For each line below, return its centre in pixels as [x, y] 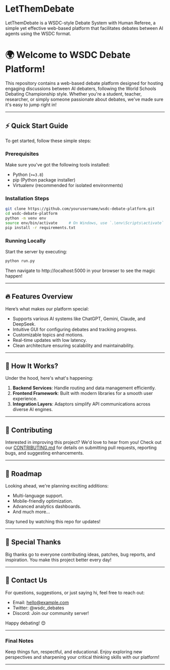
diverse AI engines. [33, 410]
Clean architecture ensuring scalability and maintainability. [74, 345]
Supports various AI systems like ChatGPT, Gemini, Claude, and [79, 319]
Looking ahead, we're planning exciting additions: [57, 486]
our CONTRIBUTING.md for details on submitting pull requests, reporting [81, 448]
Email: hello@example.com [41, 602]
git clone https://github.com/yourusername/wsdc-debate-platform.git [80, 209]
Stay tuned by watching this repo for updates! [53, 522]
